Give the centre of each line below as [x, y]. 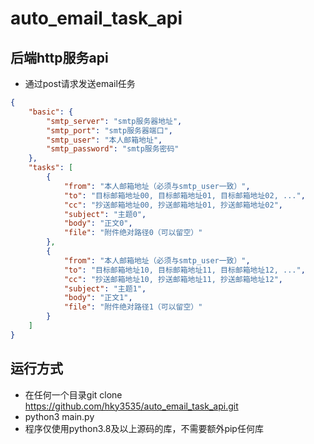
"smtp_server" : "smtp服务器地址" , [114, 121]
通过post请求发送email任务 [80, 83]
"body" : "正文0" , [98, 223]
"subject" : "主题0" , [105, 214]
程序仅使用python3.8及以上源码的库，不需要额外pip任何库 [144, 428]
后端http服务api [59, 57]
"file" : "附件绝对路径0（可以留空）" [133, 233]
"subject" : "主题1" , [105, 288]
